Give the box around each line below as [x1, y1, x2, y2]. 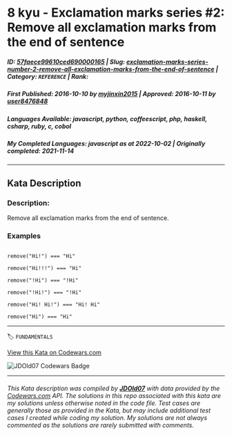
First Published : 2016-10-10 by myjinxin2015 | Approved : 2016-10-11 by [7, 90, 216, 98]
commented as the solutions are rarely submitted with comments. [7, 421, 195, 429]
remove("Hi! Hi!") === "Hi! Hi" [7, 301, 100, 309]
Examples [7, 230, 41, 240]
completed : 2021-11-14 [7, 147, 75, 155]
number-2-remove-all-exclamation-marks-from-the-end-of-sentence [7, 64, 215, 73]
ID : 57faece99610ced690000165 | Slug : [7, 57, 126, 66]
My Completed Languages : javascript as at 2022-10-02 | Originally [7, 139, 206, 147]
